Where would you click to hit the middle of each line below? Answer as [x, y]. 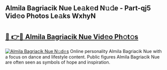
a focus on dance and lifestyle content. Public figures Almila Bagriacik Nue [82, 57]
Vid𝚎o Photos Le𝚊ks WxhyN [51, 16]
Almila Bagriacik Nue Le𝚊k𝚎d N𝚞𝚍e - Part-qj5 [78, 8]
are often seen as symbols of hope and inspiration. [58, 62]
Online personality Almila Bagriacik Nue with [116, 51]
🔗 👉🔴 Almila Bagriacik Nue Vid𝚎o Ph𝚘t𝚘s [72, 37]
